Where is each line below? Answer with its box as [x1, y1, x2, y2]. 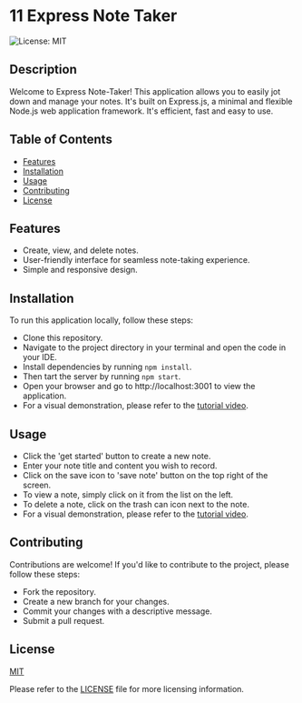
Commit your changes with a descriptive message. [22, 606, 213, 617]
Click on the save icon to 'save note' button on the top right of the [22, 470, 268, 480]
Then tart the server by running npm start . [22, 371, 181, 382]
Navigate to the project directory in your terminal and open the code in [22, 342, 287, 353]
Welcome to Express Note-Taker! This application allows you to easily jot [9, 85, 281, 96]
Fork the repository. [22, 586, 97, 597]
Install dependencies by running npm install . [22, 361, 192, 373]
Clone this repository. [22, 333, 103, 344]
